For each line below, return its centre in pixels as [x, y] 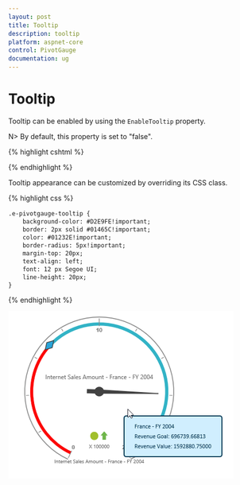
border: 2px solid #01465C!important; [87, 229]
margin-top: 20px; [53, 253]
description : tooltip [44, 33]
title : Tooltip [33, 25]
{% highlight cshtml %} [46, 152]
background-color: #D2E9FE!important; [87, 221]
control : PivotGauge [43, 50]
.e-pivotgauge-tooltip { [49, 213]
